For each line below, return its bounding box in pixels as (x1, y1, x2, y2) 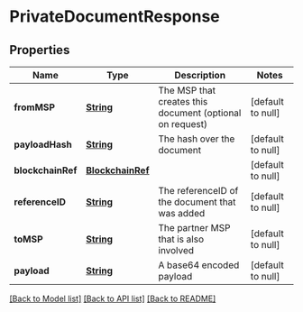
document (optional (158, 106, 242, 119)
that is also (158, 233, 205, 245)
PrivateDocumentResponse (9, 6, 220, 27)
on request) (158, 118, 207, 130)
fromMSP (14, 101, 56, 114)
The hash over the (158, 133, 235, 145)
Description (174, 69, 226, 81)
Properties (9, 42, 70, 58)
